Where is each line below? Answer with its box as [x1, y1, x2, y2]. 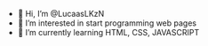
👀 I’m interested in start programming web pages [17, 18, 197, 28]
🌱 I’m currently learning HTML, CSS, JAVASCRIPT [17, 27, 200, 37]
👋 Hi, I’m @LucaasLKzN [17, 9, 105, 19]
